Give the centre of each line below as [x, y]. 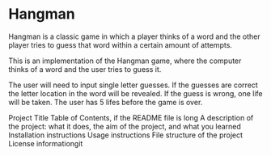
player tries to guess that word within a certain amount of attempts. [121, 44]
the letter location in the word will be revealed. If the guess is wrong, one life [135, 93]
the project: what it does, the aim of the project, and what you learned [125, 126]
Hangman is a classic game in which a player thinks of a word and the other [134, 36]
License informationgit [46, 143]
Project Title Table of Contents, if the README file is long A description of [131, 117]
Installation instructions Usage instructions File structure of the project [126, 135]
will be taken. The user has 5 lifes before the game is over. [106, 102]
